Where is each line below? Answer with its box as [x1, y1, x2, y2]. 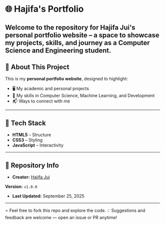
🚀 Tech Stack [5, 119, 46, 127]
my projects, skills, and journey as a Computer [5, 38, 150, 47]
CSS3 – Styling [12, 137, 43, 143]
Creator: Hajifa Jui [12, 174, 50, 180]
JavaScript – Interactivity [12, 142, 64, 148]
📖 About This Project [5, 63, 70, 71]
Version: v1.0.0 [5, 184, 38, 190]
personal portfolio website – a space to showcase [5, 31, 160, 39]
